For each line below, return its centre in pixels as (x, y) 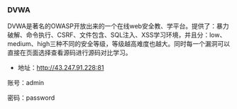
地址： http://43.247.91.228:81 (61, 68)
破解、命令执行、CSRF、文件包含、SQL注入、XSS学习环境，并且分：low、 (117, 35)
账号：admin (26, 83)
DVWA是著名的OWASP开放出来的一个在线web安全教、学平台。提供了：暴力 (118, 26)
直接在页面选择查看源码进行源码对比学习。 (70, 53)
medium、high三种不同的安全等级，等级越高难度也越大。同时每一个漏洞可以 (119, 44)
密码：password (31, 98)
